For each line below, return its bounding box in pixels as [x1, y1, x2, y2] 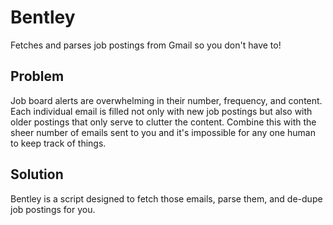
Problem [10, 68, 65, 85]
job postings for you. [10, 203, 96, 215]
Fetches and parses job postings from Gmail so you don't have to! [10, 39, 282, 51]
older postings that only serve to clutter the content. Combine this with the [10, 116, 317, 128]
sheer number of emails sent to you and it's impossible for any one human [10, 126, 317, 138]
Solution [10, 166, 64, 183]
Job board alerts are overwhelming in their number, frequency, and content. [10, 94, 323, 106]
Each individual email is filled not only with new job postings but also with [10, 105, 313, 117]
